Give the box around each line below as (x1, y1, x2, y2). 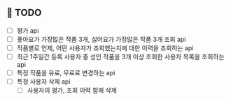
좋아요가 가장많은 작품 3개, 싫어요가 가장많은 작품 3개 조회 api (16, 35, 186, 43)
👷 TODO (6, 7, 42, 19)
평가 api (16, 26, 39, 35)
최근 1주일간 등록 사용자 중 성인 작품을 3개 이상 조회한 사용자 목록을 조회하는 (16, 53, 225, 61)
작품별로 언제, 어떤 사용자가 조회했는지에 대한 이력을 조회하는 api (16, 43, 194, 52)
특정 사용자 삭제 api (16, 77, 71, 86)
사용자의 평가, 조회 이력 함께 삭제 (27, 86, 117, 95)
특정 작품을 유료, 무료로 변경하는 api (16, 69, 115, 77)
